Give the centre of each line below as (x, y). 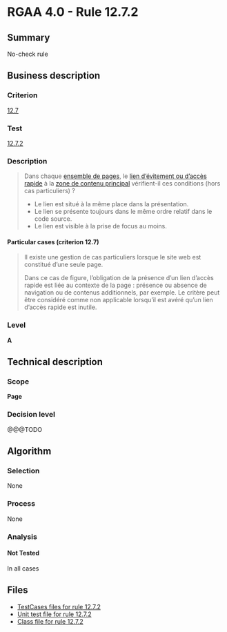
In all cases (23, 568)
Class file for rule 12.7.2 (50, 621)
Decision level (31, 415)
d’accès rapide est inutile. (60, 307)
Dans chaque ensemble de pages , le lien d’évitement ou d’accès (115, 176)
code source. (53, 219)
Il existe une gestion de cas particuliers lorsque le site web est (112, 257)
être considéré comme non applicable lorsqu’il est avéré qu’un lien (119, 300)
